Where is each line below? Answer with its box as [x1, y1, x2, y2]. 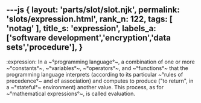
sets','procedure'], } [6, 42, 83, 53]
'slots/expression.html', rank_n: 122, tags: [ [6, 14, 173, 25]
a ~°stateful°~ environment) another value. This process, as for [6, 83, 164, 90]
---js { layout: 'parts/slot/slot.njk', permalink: [6, 5, 180, 15]
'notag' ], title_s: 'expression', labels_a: [6, 23, 157, 34]
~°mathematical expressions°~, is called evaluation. [6, 90, 136, 97]
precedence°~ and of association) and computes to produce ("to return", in [6, 77, 194, 84]
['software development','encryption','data [6, 33, 171, 43]
